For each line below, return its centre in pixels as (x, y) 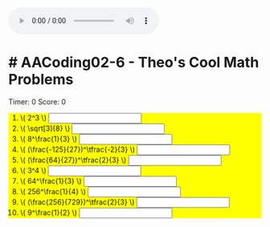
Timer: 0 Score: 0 (37, 101)
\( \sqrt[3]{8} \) (45, 128)
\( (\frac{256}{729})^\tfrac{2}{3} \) (77, 202)
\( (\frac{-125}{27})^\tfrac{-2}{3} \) (77, 149)
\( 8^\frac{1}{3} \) (49, 139)
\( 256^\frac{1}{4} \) (53, 191)
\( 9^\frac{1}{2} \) (49, 213)
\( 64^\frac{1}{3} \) (51, 180)
